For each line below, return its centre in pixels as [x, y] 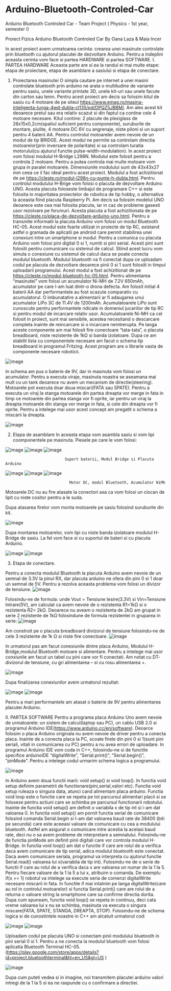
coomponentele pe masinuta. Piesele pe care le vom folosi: [75, 440]
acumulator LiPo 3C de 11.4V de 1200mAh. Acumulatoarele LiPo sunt [85, 303]
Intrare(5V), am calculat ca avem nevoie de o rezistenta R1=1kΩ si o [76, 605]
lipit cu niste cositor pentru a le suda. [44, 497]
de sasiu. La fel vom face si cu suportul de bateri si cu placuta [85, 538]
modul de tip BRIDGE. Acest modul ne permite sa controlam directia [84, 140]
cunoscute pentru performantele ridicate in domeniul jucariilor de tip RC [88, 308]
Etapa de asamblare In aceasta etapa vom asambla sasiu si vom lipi [83, 434]
